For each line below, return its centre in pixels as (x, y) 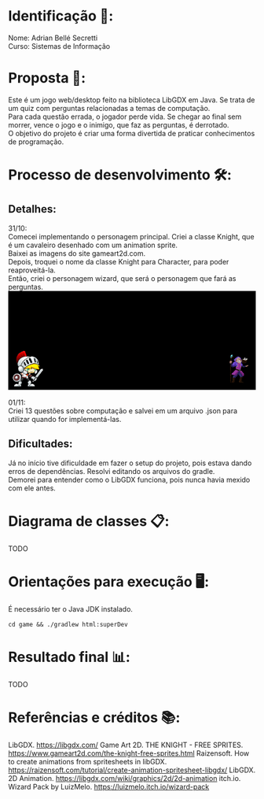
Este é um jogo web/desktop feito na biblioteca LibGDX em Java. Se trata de (132, 100)
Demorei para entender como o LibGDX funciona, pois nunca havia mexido (129, 479)
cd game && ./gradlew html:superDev (68, 624)
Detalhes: (32, 209)
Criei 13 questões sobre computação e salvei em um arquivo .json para (123, 411)
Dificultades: (40, 444)
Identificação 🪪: (61, 16)
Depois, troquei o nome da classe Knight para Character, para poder (119, 261)
